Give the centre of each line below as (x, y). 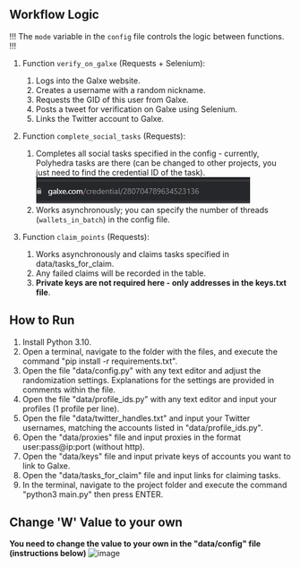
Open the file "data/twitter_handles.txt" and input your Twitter (136, 418)
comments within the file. (69, 390)
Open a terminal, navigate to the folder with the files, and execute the (150, 351)
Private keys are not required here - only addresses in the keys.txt (161, 282)
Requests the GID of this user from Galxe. (112, 99)
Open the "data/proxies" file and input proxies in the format (132, 437)
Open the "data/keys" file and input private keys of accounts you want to (156, 456)
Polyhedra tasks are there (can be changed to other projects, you (156, 163)
